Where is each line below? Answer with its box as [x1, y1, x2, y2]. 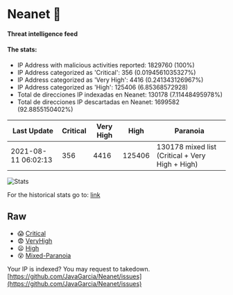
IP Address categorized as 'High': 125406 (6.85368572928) [17, 83, 189, 91]
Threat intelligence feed [7, 29, 78, 37]
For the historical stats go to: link [7, 190, 101, 199]
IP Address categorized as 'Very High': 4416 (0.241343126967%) [17, 76, 204, 84]
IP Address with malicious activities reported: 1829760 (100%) [17, 60, 196, 69]
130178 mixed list [156, 142, 217, 151]
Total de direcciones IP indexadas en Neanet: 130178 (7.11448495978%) [17, 90, 223, 99]
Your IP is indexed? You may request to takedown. [7, 264, 150, 273]
